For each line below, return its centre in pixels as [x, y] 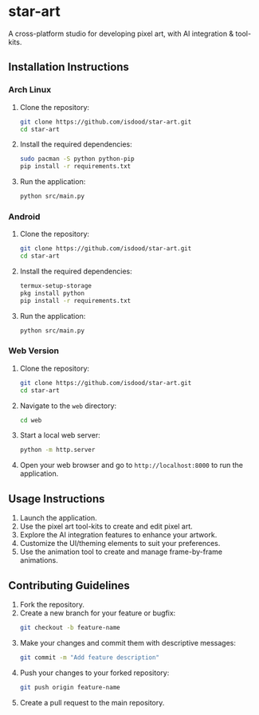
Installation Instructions [69, 67]
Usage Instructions [57, 499]
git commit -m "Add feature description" [90, 657]
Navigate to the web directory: [68, 406]
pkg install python [52, 293]
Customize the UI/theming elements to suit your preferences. [120, 544]
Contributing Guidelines [69, 585]
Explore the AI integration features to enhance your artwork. [118, 535]
